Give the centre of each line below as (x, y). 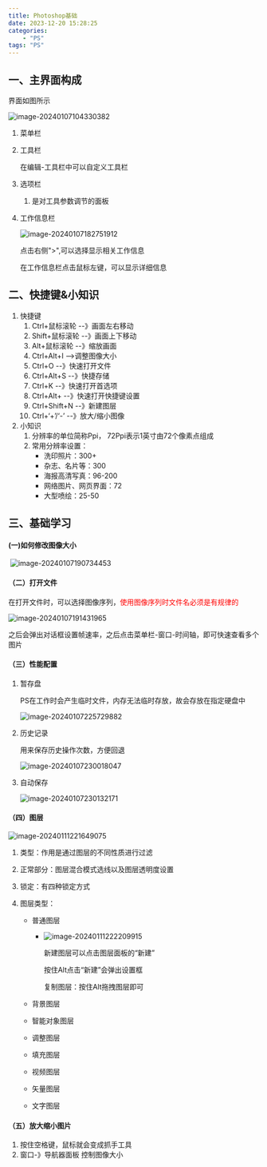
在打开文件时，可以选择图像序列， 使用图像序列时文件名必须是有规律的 (124, 602)
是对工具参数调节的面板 (70, 201)
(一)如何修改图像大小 (43, 545)
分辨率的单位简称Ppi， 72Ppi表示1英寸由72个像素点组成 (122, 436)
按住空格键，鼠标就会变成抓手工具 (76, 1145)
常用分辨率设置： (60, 445)
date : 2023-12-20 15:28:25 (53, 23)
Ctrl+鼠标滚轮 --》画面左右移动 (82, 325)
